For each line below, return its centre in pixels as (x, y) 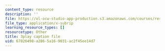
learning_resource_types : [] (35, 28)
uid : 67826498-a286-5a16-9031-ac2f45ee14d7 (50, 41)
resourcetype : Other (26, 32)
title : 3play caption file (33, 37)
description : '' (22, 14)
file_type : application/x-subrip (39, 23)
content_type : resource (29, 9)
